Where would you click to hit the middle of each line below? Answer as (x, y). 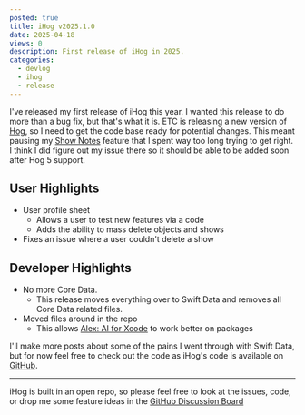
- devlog (34, 69)
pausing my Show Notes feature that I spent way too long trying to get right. (151, 140)
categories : (32, 60)
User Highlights (54, 189)
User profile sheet (56, 210)
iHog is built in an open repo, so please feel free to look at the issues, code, (151, 391)
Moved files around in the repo (80, 319)
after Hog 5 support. (48, 159)
